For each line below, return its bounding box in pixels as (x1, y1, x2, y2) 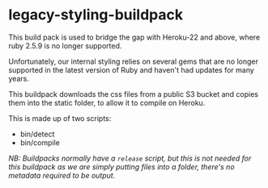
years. (8, 73, 30, 83)
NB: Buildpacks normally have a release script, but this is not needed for (8, 153, 252, 163)
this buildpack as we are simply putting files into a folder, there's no (8, 161, 235, 171)
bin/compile (19, 137, 61, 147)
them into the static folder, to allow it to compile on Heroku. (8, 98, 206, 107)
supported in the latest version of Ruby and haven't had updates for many (8, 65, 255, 74)
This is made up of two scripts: (8, 113, 112, 123)
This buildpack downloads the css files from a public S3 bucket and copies (8, 89, 259, 98)
